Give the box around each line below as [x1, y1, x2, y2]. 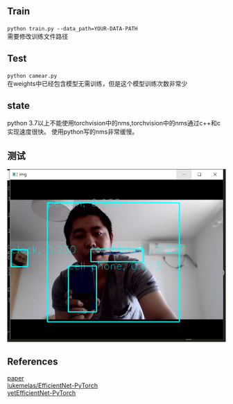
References [7, 355, 58, 367]
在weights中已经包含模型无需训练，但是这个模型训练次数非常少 [7, 79, 188, 87]
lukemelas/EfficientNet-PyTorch [7, 381, 98, 390]
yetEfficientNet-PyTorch [7, 389, 76, 397]
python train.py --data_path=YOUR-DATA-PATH [7, 25, 138, 32]
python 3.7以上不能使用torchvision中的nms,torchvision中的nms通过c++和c [7, 119, 221, 128]
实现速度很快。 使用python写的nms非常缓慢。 [7, 128, 139, 136]
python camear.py [7, 72, 58, 79]
